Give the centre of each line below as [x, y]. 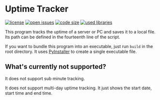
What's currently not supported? [56, 67]
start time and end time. [29, 93]
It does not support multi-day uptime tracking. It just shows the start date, [79, 88]
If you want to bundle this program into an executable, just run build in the [79, 46]
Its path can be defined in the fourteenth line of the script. [63, 37]
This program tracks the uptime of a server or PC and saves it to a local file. [80, 32]
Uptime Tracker [37, 9]
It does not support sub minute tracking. [45, 78]
